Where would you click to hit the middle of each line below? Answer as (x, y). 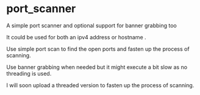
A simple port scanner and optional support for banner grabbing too (91, 25)
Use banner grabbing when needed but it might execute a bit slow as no (97, 67)
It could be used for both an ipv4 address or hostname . (76, 37)
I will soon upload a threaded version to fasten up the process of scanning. (100, 85)
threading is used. (29, 73)
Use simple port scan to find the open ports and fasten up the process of (98, 49)
